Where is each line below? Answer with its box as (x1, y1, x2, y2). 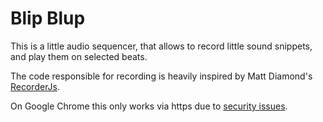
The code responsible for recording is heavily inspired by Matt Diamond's (10, 70, 313, 82)
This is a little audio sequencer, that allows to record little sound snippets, (10, 40, 313, 52)
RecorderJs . (10, 80, 61, 92)
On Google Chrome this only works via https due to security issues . (10, 100, 288, 112)
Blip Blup (10, 7, 86, 30)
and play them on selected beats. (10, 50, 148, 62)
